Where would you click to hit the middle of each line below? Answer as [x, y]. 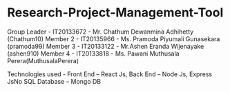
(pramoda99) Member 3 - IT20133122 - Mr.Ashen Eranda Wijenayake [106, 46]
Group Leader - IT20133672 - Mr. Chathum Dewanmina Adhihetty [100, 32]
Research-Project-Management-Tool [115, 13]
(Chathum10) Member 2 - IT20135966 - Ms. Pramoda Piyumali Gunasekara [114, 38]
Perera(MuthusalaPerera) [43, 60]
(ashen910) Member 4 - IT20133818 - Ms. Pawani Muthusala [93, 54]
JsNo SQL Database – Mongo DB [54, 81]
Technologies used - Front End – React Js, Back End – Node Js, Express [110, 74]
